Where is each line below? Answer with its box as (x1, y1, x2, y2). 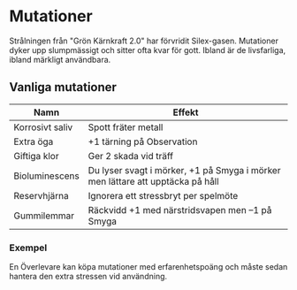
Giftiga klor (13, 149, 59, 162)
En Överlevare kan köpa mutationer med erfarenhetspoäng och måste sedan (9, 262, 288, 272)
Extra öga (13, 135, 54, 148)
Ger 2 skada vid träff (88, 149, 174, 162)
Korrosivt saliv (13, 121, 73, 134)
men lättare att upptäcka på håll (88, 175, 219, 187)
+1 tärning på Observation (88, 135, 198, 148)
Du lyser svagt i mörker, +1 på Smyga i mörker (88, 164, 281, 176)
